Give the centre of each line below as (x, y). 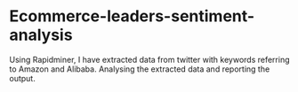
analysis (41, 35)
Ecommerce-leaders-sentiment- (132, 16)
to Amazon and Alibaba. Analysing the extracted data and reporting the (140, 69)
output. (22, 78)
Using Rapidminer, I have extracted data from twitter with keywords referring (150, 59)
